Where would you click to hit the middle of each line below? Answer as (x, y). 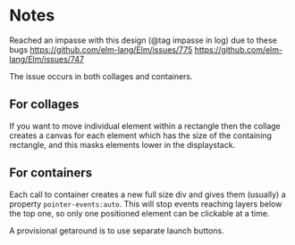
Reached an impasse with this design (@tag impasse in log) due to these (143, 40)
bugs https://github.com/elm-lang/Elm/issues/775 (101, 49)
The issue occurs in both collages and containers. (101, 76)
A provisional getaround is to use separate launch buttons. (117, 230)
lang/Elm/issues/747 (47, 59)
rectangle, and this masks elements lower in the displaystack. (122, 144)
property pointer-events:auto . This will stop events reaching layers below (146, 204)
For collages (44, 105)
